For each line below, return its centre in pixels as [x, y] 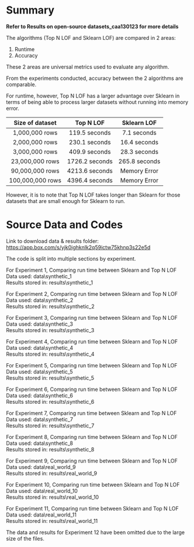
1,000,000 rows [35, 133]
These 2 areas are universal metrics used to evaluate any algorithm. [88, 67]
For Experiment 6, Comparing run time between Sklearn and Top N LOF [92, 389]
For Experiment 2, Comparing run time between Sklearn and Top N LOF [92, 293]
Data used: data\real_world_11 [41, 515]
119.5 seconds [90, 133]
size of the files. [25, 538]
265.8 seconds [139, 161]
